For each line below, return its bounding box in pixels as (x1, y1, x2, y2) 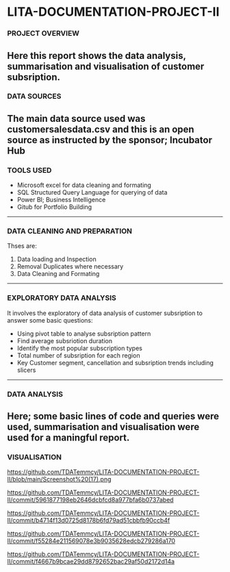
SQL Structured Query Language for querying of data (16, 188, 168, 197)
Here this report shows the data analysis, (7, 49, 186, 62)
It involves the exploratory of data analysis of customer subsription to (7, 309, 203, 317)
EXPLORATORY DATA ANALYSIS (7, 293, 116, 303)
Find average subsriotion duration (16, 336, 113, 345)
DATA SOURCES (7, 92, 62, 101)
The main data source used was (7, 112, 146, 124)
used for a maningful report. (7, 432, 130, 444)
